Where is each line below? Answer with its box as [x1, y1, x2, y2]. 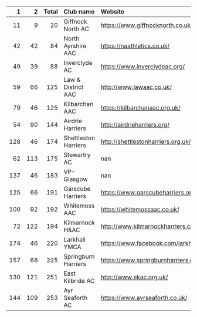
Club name [63, 8, 95, 15]
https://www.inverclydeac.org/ [100, 62, 185, 70]
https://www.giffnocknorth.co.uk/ [100, 21, 193, 29]
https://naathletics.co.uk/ [100, 42, 170, 49]
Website [100, 8, 125, 15]
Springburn [63, 253, 95, 260]
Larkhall [63, 236, 86, 243]
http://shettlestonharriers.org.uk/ [100, 138, 191, 146]
